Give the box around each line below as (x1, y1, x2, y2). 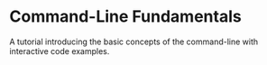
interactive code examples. (9, 45, 110, 56)
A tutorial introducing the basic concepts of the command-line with (9, 36, 259, 47)
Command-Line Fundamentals (9, 6, 242, 27)
